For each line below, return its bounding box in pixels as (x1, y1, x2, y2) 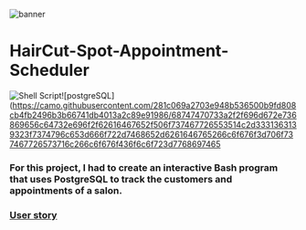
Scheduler (9, 60, 90, 81)
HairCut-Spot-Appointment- (9, 41, 229, 61)
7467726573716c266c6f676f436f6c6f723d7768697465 (9, 138, 221, 150)
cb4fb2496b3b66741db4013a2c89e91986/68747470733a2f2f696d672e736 (9, 110, 297, 120)
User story (9, 208, 58, 221)
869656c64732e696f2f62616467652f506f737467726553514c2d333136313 (9, 119, 297, 130)
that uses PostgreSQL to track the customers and (9, 172, 233, 185)
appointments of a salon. (9, 183, 123, 196)
